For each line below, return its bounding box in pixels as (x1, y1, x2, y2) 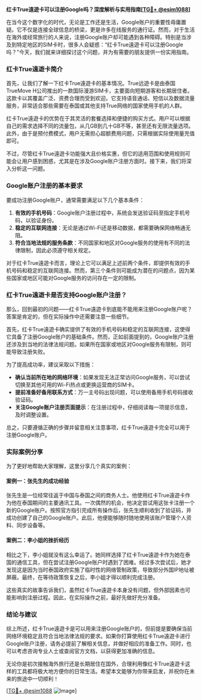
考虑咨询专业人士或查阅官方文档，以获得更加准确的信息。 (16, 647, 159, 654)
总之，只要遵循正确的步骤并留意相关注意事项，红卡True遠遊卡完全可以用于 (6, 424, 190, 431)
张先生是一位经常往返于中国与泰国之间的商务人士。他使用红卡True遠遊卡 (6, 491, 185, 499)
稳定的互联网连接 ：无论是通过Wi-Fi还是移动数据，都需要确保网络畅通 (14, 224, 186, 231)
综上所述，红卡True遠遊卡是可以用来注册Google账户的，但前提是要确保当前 (6, 624, 193, 632)
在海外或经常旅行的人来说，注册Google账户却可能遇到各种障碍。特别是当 (6, 34, 187, 41)
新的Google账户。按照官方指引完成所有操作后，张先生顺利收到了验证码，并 (6, 506, 192, 514)
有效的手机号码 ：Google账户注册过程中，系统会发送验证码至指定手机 (14, 209, 185, 216)
